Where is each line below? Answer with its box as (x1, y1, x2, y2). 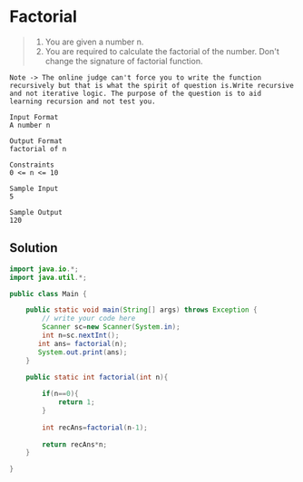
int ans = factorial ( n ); (37, 339, 128, 348)
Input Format (9, 112, 59, 121)
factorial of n (9, 144, 67, 153)
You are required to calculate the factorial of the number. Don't (44, 45, 279, 56)
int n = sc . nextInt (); (42, 331, 120, 340)
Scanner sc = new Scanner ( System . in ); (42, 323, 181, 332)
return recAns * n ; (42, 439, 107, 449)
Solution (9, 240, 58, 255)
